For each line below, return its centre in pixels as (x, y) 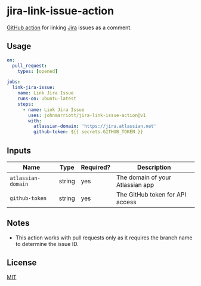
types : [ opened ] (38, 71)
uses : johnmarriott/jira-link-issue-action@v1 (87, 115)
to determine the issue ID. (47, 244)
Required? (96, 167)
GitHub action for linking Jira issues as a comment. (69, 27)
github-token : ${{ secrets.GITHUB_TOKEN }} (88, 132)
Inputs (19, 150)
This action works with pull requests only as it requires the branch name (104, 238)
